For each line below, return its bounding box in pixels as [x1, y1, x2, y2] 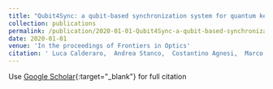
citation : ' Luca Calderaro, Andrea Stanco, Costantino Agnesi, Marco [8, 49, 264, 57]
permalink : [8, 27, 45, 35]
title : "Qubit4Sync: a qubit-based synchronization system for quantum [8, 11, 256, 20]
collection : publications [8, 19, 96, 28]
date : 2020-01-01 [8, 34, 67, 43]
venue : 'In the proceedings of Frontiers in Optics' [8, 42, 191, 50]
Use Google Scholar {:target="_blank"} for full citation [8, 72, 187, 81]
